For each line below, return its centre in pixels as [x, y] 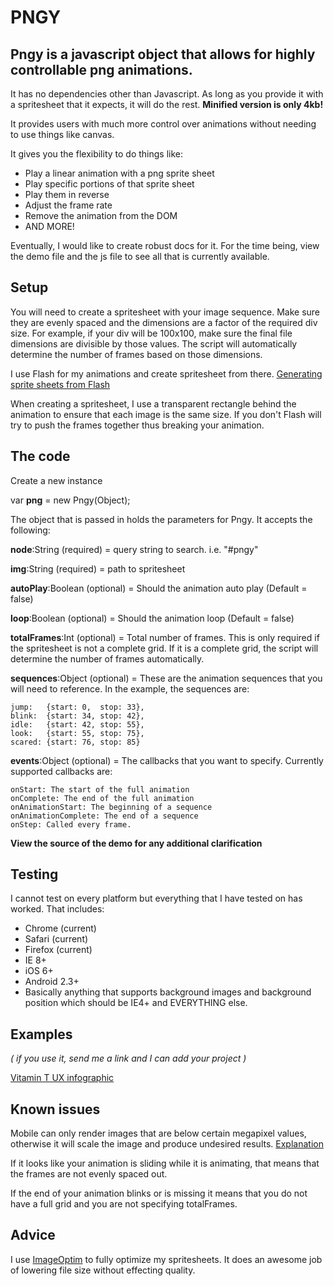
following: [30, 530]
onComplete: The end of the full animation [102, 798]
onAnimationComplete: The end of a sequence [104, 816]
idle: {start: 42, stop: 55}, [77, 724]
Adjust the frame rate [68, 205]
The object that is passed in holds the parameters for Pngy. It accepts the [161, 519]
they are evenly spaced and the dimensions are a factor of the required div [164, 322]
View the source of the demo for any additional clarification [136, 843]
